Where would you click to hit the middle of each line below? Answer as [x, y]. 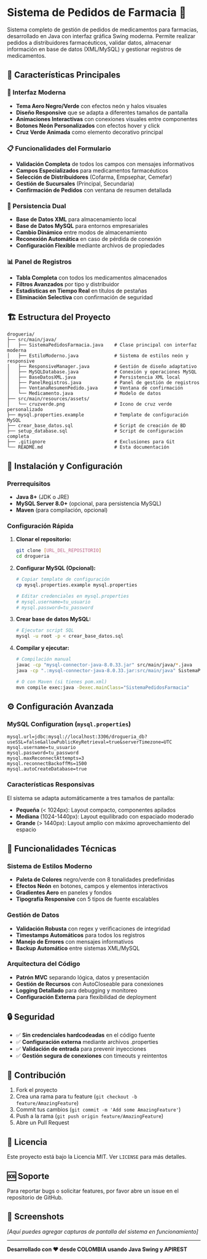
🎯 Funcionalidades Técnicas [62, 848]
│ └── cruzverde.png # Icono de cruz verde [90, 404]
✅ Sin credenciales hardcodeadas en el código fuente [85, 1035]
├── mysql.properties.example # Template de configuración [98, 415]
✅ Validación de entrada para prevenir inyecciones [81, 1049]
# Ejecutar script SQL [45, 630]
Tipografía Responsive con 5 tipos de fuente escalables [87, 899]
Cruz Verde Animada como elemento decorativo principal [89, 132]
